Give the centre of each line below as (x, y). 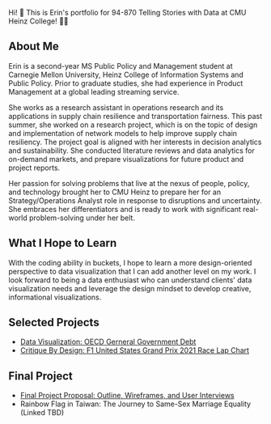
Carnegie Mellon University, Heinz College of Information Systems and (126, 74)
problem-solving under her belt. (82, 218)
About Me (34, 47)
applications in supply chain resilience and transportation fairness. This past (135, 116)
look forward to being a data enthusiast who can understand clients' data (130, 280)
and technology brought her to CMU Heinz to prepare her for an (114, 192)
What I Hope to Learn (63, 243)
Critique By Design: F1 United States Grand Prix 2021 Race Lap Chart (134, 350)
